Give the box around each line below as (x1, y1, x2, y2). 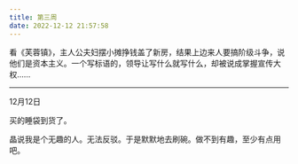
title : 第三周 (9, 12, 58, 22)
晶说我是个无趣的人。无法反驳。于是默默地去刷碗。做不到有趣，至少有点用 (9, 134, 281, 144)
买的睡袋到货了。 (9, 114, 72, 125)
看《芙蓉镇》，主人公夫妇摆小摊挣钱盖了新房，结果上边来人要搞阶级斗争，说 (9, 46, 286, 58)
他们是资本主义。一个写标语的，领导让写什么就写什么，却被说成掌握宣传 (9, 58, 273, 68)
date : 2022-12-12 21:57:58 (9, 21, 109, 30)
